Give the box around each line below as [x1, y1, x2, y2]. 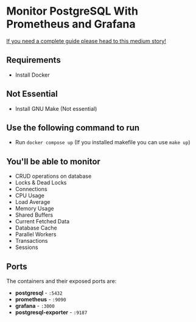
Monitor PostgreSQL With [6, 4, 139, 18]
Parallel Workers [15, 231, 57, 238]
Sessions [15, 243, 38, 251]
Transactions [15, 237, 48, 245]
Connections [15, 186, 47, 193]
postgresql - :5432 [15, 289, 63, 296]
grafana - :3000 [15, 303, 55, 309]
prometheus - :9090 [15, 296, 66, 303]
